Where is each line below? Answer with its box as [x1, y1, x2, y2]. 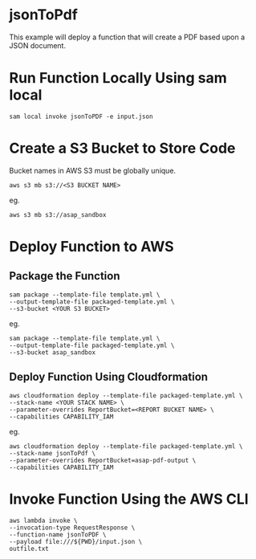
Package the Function [9, 269, 120, 283]
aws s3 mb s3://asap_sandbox [9, 210, 107, 218]
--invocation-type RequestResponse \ [9, 524, 136, 532]
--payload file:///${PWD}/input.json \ [9, 537, 143, 545]
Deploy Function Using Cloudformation [9, 370, 208, 384]
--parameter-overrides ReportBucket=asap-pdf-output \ [9, 456, 197, 464]
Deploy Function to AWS [9, 238, 175, 255]
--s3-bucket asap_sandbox [9, 348, 95, 357]
